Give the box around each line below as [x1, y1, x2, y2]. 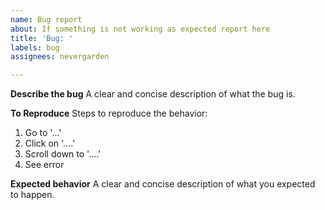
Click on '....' [24, 137, 76, 150]
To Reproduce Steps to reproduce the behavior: [10, 107, 208, 120]
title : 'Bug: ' [10, 33, 74, 43]
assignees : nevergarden [10, 52, 110, 62]
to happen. [10, 189, 55, 201]
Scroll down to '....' [24, 148, 102, 160]
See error [24, 159, 65, 171]
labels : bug [10, 42, 60, 53]
